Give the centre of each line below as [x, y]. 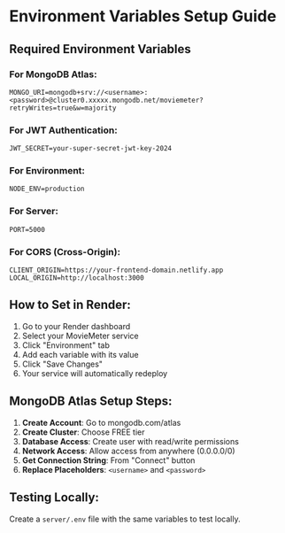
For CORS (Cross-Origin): [65, 251]
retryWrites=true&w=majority [63, 108]
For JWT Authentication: [63, 130]
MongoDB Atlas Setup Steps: [91, 402]
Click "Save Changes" [62, 364]
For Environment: [47, 171]
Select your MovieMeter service [80, 336]
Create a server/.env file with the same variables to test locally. [125, 519]
